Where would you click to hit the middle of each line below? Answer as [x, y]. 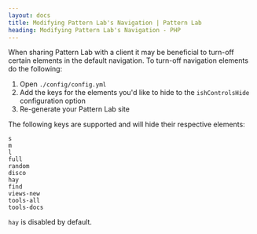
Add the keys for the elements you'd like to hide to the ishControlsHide [134, 93]
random [19, 166]
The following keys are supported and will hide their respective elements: [127, 124]
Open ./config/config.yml [63, 84]
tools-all [24, 201]
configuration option [53, 101]
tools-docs [26, 208]
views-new [24, 194]
